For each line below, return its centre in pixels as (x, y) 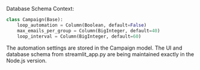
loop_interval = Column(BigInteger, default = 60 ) (79, 36)
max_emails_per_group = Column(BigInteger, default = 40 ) (89, 31)
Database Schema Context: (40, 9)
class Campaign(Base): (35, 20)
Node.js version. (27, 60)
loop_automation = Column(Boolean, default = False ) (82, 25)
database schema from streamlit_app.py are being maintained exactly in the (100, 54)
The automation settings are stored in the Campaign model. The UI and (94, 48)
